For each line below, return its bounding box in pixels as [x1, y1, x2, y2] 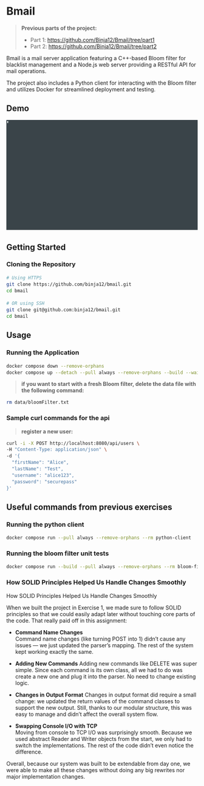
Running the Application [6, 348, 80, 357]
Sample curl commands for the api [6, 414, 110, 423]
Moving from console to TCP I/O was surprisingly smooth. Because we [15, 729, 192, 736]
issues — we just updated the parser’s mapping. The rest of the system [15, 641, 194, 649]
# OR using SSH [6, 300, 45, 307]
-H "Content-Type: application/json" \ [6, 446, 107, 453]
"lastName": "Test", [12, 466, 64, 472]
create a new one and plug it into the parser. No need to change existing [15, 673, 196, 680]
